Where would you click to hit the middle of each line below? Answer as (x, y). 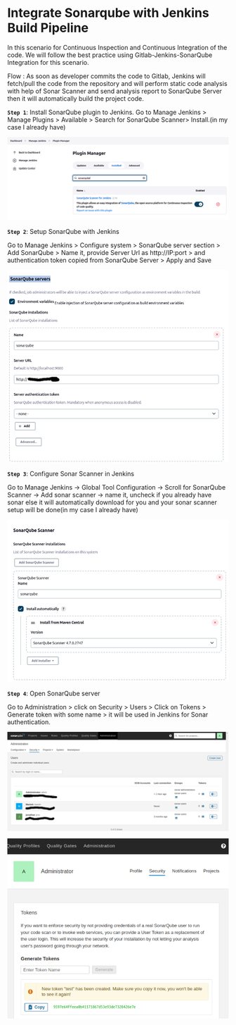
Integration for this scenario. (48, 62)
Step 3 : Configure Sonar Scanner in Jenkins (71, 474)
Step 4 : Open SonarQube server (54, 694)
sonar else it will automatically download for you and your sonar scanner (112, 502)
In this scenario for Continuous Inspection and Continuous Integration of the (117, 47)
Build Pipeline (48, 28)
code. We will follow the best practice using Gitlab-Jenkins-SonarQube (110, 55)
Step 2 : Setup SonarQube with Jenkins (63, 232)
